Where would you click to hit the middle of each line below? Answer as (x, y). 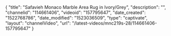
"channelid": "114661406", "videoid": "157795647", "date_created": (76, 12)
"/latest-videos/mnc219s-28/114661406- (114, 23)
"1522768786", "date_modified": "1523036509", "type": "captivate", (77, 18)
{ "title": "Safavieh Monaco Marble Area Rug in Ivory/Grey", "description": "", (86, 7)
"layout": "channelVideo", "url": (38, 23)
